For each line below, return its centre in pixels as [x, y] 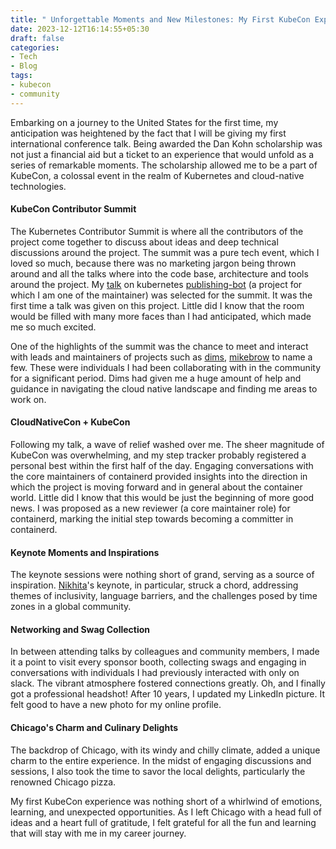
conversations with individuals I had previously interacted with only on [155, 673]
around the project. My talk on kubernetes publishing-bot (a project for [156, 284]
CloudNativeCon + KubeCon [70, 422]
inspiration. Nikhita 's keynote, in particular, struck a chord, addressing [154, 585]
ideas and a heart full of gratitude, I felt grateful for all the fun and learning [163, 822]
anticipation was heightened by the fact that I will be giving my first [148, 133]
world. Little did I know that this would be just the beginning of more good [162, 498]
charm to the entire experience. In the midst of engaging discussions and [161, 760]
